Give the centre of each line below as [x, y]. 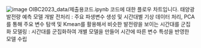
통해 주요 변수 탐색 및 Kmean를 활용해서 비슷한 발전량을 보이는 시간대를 [96, 24]
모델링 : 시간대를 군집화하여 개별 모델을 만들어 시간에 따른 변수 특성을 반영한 [101, 31]
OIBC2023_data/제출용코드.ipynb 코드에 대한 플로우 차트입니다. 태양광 [112, 9]
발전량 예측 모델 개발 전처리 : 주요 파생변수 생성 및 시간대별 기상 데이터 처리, [95, 17]
